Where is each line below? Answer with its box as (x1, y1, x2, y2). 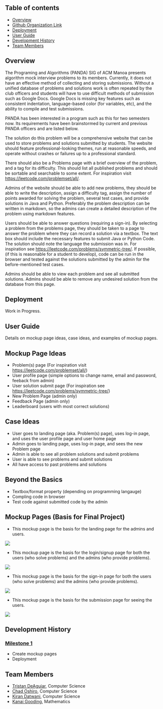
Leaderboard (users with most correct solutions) (12, 404, 109, 409)
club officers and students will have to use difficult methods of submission (5, 90, 154, 96)
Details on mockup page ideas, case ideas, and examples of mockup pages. (5, 335, 158, 341)
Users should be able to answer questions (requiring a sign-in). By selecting (5, 220, 158, 226)
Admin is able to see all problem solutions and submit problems (12, 451, 140, 457)
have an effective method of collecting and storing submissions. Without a (5, 80, 154, 86)
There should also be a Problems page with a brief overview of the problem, (5, 160, 158, 166)
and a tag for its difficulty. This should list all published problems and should (5, 165, 158, 171)
